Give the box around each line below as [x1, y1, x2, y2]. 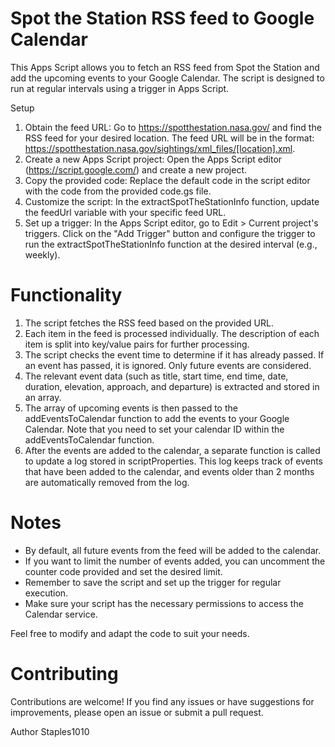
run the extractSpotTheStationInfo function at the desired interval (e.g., [24, 238, 318, 250]
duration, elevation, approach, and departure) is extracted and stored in [24, 380, 320, 392]
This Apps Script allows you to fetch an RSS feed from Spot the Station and [10, 61, 320, 73]
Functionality [10, 284, 123, 307]
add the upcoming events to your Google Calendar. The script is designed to [10, 72, 325, 84]
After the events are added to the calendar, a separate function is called [24, 444, 321, 456]
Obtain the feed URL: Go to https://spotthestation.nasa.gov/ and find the [24, 121, 322, 133]
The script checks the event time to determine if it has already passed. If [24, 348, 325, 361]
